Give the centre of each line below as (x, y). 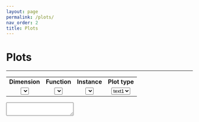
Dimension (25, 82)
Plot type (121, 82)
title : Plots (22, 28)
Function (59, 82)
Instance (89, 82)
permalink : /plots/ (30, 17)
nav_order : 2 (22, 23)
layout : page (22, 12)
